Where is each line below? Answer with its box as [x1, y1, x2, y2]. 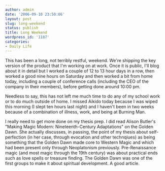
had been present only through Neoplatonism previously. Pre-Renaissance [5, 144, 156, 150]
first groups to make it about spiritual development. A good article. [5, 160, 140, 166]
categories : [5, 39, 30, 44]
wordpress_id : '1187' [5, 35, 50, 40]
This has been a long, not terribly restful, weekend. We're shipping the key [5, 57, 156, 63]
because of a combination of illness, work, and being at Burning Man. [5, 109, 146, 115]
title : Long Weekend [5, 30, 48, 35]
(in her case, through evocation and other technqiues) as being [27, 134, 155, 140]
